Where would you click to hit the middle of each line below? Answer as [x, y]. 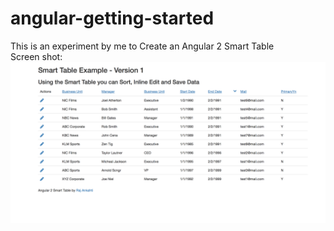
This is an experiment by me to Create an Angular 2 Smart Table [142, 46]
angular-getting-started [112, 18]
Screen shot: [36, 56]
